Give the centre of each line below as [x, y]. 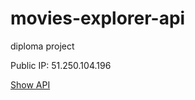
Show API [30, 84]
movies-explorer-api [98, 18]
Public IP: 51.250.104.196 [61, 65]
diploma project [42, 46]
